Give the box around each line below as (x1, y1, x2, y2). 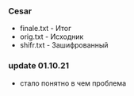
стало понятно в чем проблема (19, 78, 127, 88)
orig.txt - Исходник (19, 32, 84, 41)
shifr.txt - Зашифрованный (19, 40, 109, 50)
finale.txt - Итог (19, 24, 72, 33)
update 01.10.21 (8, 60, 70, 71)
